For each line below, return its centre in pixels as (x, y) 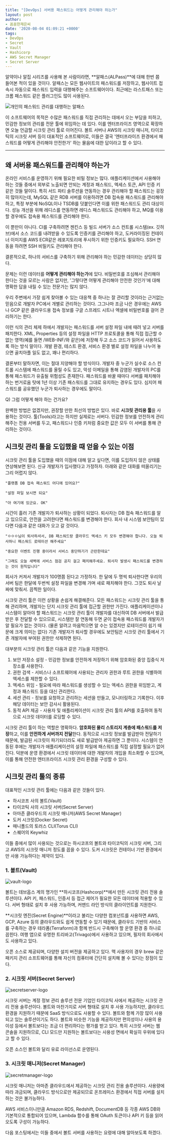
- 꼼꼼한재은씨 (18, 24)
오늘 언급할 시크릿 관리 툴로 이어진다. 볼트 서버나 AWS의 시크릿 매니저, (80, 130)
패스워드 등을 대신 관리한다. (49, 691)
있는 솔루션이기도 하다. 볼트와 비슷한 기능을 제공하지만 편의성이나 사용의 (86, 1019)
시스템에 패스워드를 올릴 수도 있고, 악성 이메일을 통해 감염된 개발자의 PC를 (88, 370)
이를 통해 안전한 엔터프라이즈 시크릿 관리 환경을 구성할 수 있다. (67, 759)
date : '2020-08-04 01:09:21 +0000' (43, 29)
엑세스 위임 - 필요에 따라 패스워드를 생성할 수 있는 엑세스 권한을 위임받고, (84, 685)
